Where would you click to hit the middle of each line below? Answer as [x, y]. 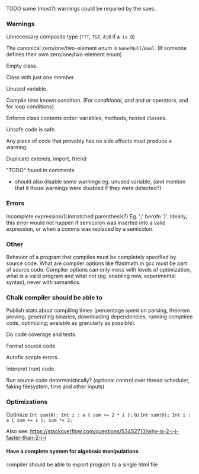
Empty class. [22, 66]
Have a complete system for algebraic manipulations [73, 452]
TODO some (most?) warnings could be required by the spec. [81, 9]
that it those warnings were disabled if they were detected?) [88, 188]
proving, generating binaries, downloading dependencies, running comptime [99, 317]
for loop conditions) [30, 107]
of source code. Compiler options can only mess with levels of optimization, [99, 269]
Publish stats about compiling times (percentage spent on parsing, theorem [98, 311]
